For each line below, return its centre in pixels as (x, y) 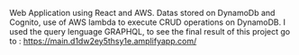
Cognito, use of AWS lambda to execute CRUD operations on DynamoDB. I (148, 22)
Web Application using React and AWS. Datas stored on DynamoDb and (142, 13)
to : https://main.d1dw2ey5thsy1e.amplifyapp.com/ (103, 41)
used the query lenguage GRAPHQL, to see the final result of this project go (150, 31)
